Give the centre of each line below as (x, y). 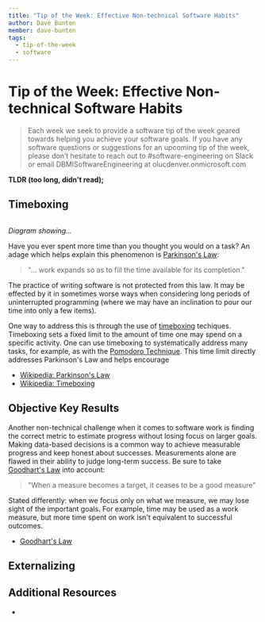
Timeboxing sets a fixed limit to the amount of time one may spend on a (125, 334)
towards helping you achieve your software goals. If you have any (135, 139)
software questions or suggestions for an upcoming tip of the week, (138, 147)
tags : (17, 38)
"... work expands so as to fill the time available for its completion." (136, 270)
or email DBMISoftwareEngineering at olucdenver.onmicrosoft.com (137, 164)
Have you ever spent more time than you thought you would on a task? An (129, 246)
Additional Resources (62, 593)
